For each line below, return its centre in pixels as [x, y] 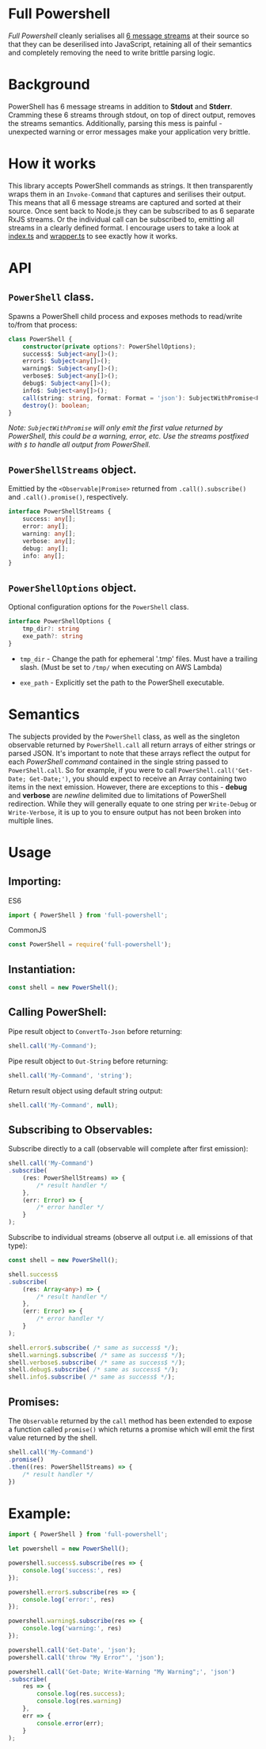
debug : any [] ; [46, 548]
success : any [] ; [49, 519]
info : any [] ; [44, 556]
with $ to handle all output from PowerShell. [80, 445]
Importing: [35, 882]
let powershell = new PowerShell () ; [68, 1549]
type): [18, 1246]
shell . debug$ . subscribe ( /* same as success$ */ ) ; [93, 1370]
